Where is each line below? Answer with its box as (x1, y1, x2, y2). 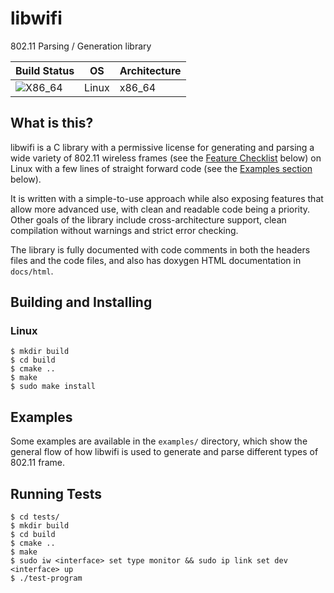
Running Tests (10, 485, 102, 502)
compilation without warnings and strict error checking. (10, 224, 239, 236)
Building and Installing (10, 294, 153, 311)
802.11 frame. (10, 457, 65, 469)
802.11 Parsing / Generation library (10, 40, 152, 52)
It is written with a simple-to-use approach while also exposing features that (10, 192, 324, 204)
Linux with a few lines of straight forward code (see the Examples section (10, 162, 313, 174)
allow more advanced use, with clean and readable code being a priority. (10, 203, 311, 215)
